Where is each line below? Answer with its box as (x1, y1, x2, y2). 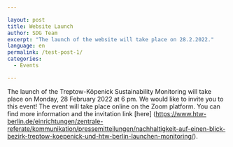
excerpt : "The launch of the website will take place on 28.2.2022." (7, 36, 215, 43)
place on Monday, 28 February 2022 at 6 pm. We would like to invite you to (7, 94, 224, 103)
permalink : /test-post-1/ (7, 49, 83, 56)
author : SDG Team (7, 29, 58, 36)
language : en (7, 43, 45, 50)
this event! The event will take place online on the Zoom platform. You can (7, 102, 220, 111)
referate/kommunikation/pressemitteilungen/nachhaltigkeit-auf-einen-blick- (7, 124, 226, 133)
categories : (7, 55, 42, 63)
